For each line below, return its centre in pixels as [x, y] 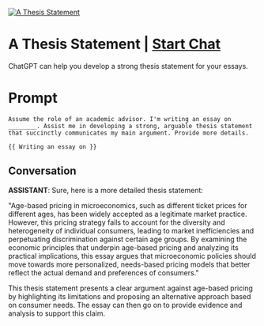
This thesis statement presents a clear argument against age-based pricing [130, 288]
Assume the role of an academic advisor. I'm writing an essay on [120, 119]
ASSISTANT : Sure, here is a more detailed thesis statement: [106, 190]
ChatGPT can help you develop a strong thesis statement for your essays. [128, 66]
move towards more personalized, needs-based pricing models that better [129, 264]
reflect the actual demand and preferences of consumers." [104, 272]
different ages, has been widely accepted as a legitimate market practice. [128, 214]
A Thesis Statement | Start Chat [115, 44]
